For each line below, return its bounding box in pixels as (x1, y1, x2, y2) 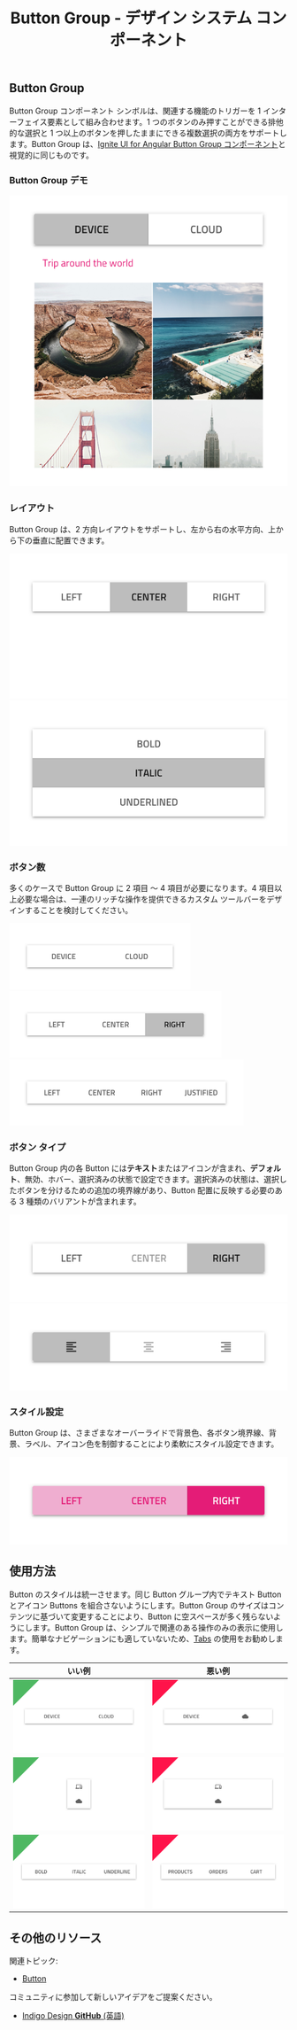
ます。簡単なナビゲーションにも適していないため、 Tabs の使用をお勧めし (9, 1633, 276, 1644)
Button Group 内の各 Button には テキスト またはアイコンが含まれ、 (9, 1163, 250, 1174)
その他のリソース (9, 1930, 102, 1945)
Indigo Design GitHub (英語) (21, 2011, 126, 2021)
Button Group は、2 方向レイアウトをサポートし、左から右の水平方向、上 (9, 523, 277, 534)
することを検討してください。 (24, 904, 133, 915)
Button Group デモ (9, 174, 88, 186)
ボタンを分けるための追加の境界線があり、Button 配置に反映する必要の (16, 1185, 276, 1196)
